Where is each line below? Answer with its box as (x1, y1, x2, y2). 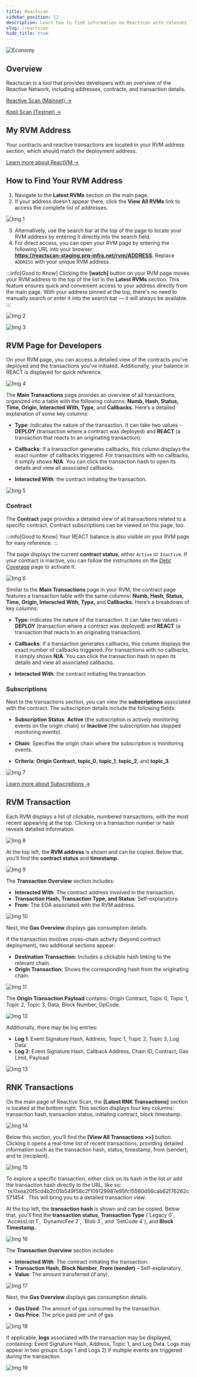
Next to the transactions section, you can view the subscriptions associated (6, 698, 191, 705)
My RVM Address (6, 125, 72, 135)
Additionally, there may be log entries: (6, 1024, 98, 1031)
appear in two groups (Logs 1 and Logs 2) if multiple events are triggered (6, 1346, 182, 1353)
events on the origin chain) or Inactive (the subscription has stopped (14, 722, 181, 729)
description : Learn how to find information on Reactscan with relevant (6, 19, 188, 25)
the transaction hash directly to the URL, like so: (6, 1181, 122, 1188)
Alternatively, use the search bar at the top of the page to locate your (14, 227, 182, 234)
